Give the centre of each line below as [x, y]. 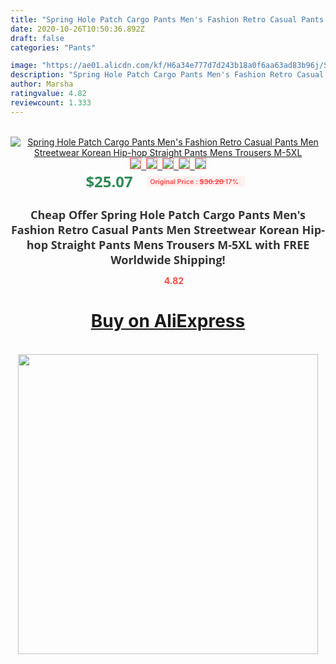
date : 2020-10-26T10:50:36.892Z [77, 29]
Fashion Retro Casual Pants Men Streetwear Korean [155, 229]
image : [24, 66]
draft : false [37, 38]
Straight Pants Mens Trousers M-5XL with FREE [180, 244]
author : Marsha [42, 84]
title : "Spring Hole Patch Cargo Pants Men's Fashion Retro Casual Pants [167, 19]
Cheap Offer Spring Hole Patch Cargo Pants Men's [168, 214]
